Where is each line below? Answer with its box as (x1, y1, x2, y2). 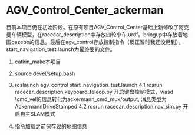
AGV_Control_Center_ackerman (6, 4, 164, 17)
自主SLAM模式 (19, 110, 56, 117)
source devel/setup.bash (14, 70, 75, 77)
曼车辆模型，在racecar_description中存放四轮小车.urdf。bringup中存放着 (6, 31, 183, 38)
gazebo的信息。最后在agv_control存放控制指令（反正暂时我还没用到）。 (11, 38, 184, 45)
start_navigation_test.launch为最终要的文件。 (6, 45, 116, 53)
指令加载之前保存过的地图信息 (14, 123, 87, 130)
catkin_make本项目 (14, 58, 61, 65)
